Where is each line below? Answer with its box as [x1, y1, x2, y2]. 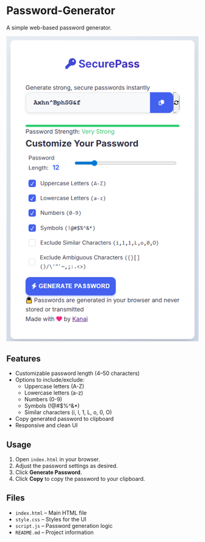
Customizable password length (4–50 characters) [15, 369, 140, 377]
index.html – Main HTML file [15, 509, 87, 516]
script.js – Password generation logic [15, 522, 113, 529]
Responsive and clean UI [15, 421, 78, 429]
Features [6, 353, 41, 364]
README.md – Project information [15, 529, 94, 536]
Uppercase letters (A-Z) [24, 383, 84, 390]
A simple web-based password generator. [6, 24, 112, 31]
